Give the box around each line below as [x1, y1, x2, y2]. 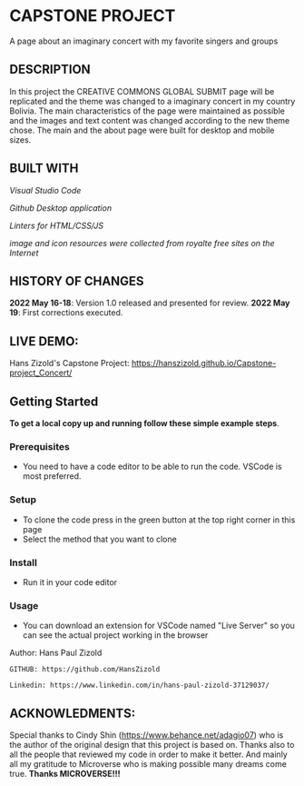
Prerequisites [9, 440, 70, 453]
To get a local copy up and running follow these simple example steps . [9, 418, 279, 428]
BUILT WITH [9, 161, 79, 176]
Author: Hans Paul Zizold [9, 647, 103, 659]
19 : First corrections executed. [9, 307, 123, 318]
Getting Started [9, 393, 99, 409]
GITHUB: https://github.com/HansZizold [9, 665, 161, 674]
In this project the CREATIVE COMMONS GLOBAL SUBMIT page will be [9, 85, 275, 96]
